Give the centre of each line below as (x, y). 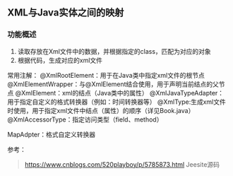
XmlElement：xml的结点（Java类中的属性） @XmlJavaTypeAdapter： (123, 93)
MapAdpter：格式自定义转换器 (52, 134)
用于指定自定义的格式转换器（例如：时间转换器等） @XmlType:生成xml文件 (116, 102)
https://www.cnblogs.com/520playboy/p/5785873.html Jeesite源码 (122, 164)
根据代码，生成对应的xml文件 (60, 60)
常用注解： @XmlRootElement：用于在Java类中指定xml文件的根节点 (106, 75)
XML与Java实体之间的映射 (66, 13)
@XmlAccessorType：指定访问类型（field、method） (85, 119)
